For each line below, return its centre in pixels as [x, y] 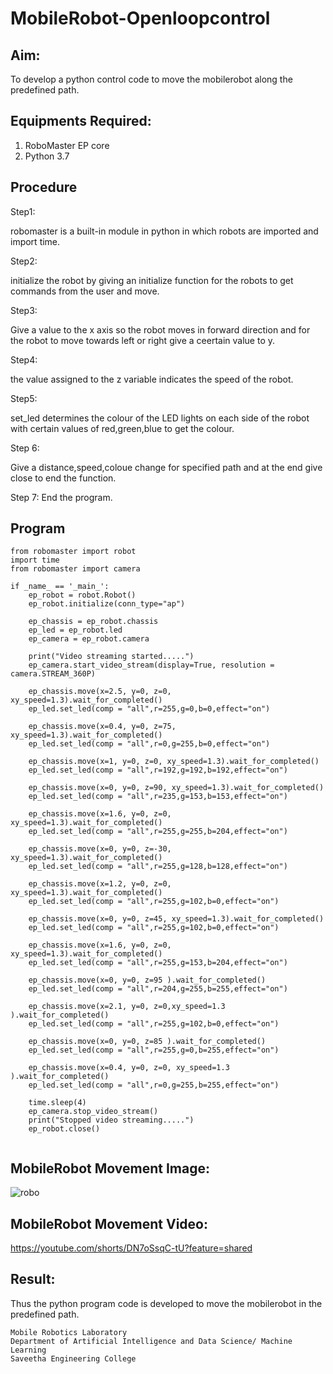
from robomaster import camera [75, 569]
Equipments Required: [81, 121]
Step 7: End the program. [61, 497]
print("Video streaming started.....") [111, 657]
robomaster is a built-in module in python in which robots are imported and [164, 231]
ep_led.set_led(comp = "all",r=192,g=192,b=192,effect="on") [158, 770]
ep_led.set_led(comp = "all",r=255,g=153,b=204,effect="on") [158, 963]
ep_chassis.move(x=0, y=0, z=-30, [100, 849]
